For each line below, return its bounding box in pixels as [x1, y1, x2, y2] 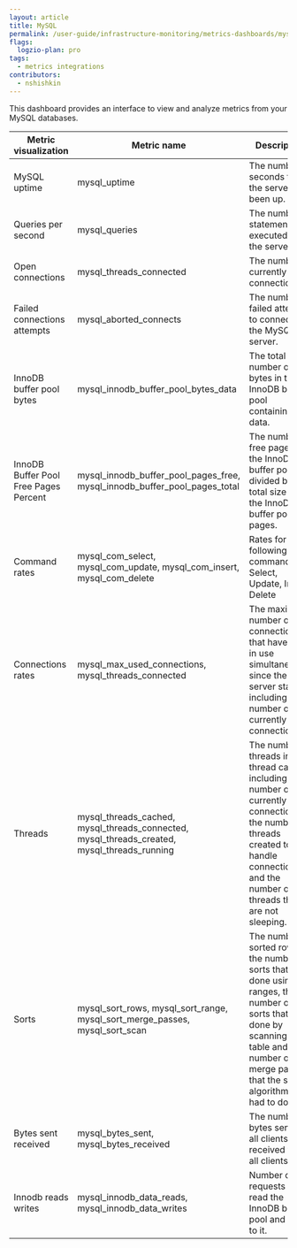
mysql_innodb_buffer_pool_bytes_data [77, 382, 237, 394]
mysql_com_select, [77, 549, 156, 562]
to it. [248, 1224, 268, 1237]
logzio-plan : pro [17, 46, 81, 55]
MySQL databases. [9, 112, 79, 123]
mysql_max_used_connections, [77, 658, 207, 670]
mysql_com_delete [77, 571, 155, 584]
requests [248, 1180, 286, 1192]
